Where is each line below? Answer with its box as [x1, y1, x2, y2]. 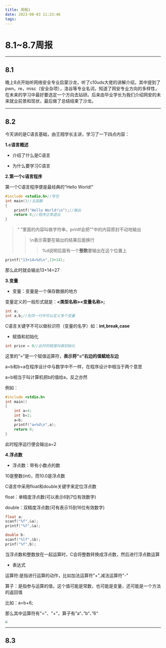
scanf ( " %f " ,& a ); [5, 519, 39, 524]
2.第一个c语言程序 [5, 173, 42, 179]
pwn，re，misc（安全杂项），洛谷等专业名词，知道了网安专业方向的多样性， [5, 85, 160, 92]
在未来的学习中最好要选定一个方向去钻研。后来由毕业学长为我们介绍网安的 [5, 92, 157, 98]
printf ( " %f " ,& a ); [5, 523, 41, 529]
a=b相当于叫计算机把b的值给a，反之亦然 [5, 374, 88, 380]
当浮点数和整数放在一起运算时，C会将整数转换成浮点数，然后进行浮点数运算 [5, 551, 160, 557]
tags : [5, 16, 16, 21]
